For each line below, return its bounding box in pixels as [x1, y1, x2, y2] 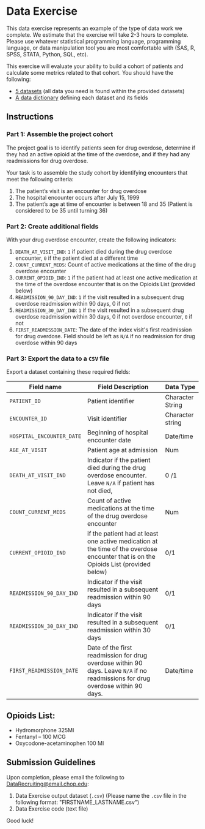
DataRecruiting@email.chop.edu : [6, 780, 90, 787]
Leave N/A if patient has [87, 479, 155, 488]
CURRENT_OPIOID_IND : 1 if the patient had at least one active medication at [15, 274, 198, 281]
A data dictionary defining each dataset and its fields [15, 94, 148, 101]
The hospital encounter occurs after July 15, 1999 [15, 194, 140, 201]
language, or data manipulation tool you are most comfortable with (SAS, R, [6, 44, 196, 51]
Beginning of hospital [87, 428, 148, 437]
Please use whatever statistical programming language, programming [6, 37, 181, 45]
